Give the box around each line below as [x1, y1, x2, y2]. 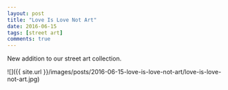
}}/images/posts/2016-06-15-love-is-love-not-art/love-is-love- [43, 68, 222, 76]
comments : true [7, 36, 51, 43]
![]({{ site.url [7, 68, 42, 76]
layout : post [7, 10, 45, 17]
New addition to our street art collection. [7, 54, 122, 63]
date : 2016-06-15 [7, 23, 57, 30]
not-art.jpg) [7, 75, 40, 83]
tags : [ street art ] [7, 29, 63, 36]
